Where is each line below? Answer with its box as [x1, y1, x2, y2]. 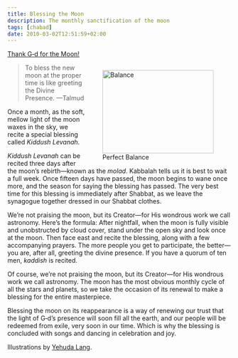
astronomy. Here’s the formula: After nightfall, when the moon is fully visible [7, 219, 229, 227]
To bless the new [24, 63, 75, 72]
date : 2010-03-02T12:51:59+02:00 [7, 30, 107, 38]
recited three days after [7, 159, 76, 168]
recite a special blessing [7, 130, 78, 139]
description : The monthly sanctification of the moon [7, 17, 171, 24]
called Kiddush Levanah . [7, 138, 80, 147]
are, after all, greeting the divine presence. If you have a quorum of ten [20, 248, 227, 257]
